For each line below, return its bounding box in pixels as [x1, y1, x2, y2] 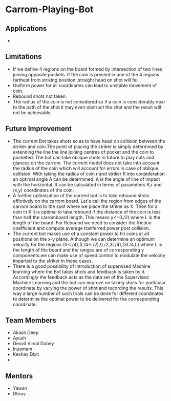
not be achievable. [12, 109, 52, 116]
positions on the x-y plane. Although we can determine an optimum [12, 236, 155, 242]
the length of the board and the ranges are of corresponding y [12, 247, 144, 253]
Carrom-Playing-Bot [5, 4, 94, 15]
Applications [5, 24, 47, 33]
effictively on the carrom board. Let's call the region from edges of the [12, 198, 162, 204]
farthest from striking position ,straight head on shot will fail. [12, 77, 140, 83]
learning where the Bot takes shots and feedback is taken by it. [12, 268, 146, 275]
